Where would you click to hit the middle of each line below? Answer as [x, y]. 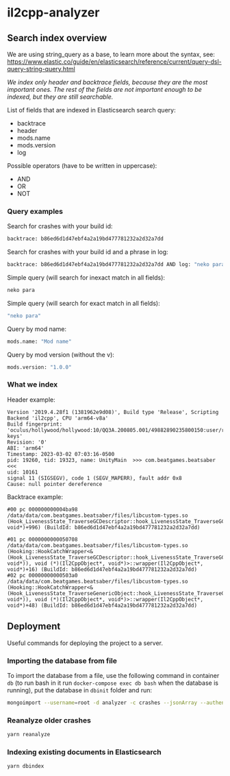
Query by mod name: [37, 329]
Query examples [35, 211]
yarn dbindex [26, 766]
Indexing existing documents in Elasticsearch [85, 752]
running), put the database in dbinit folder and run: [80, 690]
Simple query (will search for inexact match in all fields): [86, 278]
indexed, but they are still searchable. [60, 97]
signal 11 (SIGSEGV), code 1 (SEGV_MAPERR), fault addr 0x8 [95, 478]
